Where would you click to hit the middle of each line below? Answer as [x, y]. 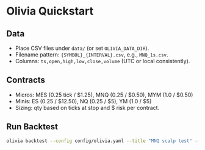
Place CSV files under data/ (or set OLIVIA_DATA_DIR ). [82, 48]
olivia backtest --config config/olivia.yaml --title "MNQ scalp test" [99, 141]
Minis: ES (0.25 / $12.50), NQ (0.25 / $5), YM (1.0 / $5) [83, 101]
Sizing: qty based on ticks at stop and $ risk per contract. [87, 107]
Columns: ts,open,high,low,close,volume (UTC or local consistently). [103, 61]
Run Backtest [32, 127]
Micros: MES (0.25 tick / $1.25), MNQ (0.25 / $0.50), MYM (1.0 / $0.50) [104, 95]
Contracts [26, 80]
